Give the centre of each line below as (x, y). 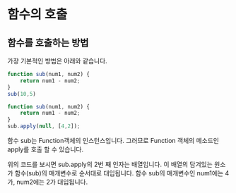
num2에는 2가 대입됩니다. (52, 182)
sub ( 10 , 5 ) (22, 94)
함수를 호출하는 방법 (48, 43)
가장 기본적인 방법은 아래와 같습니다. (57, 61)
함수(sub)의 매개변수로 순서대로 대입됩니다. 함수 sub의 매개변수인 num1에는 (119, 173)
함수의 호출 (37, 14)
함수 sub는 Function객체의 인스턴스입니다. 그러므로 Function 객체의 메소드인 (113, 141)
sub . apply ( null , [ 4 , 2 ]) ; (44, 126)
